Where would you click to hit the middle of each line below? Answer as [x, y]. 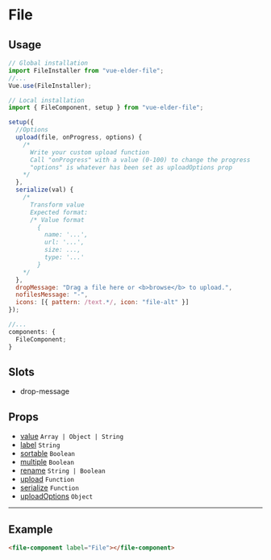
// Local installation [46, 100]
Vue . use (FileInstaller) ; [50, 86]
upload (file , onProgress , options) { [79, 137]
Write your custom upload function [90, 152]
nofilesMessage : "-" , [52, 295]
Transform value [57, 205]
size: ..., [63, 250]
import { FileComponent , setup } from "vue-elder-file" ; [106, 108]
